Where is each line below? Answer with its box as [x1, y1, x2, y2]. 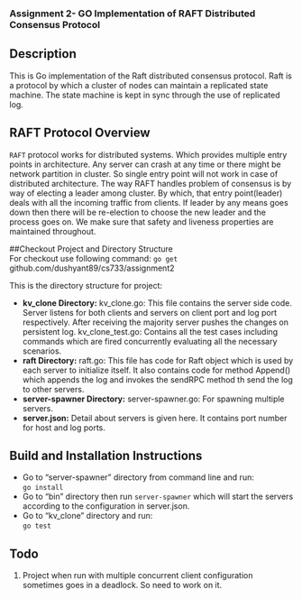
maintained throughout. [9, 226, 96, 236]
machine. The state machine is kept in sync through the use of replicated [9, 89, 280, 100]
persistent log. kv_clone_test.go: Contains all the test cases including [22, 326, 279, 336]
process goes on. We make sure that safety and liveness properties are [9, 216, 274, 227]
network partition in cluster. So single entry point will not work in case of [9, 168, 279, 179]
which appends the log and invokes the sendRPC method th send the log [22, 373, 293, 385]
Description [9, 46, 77, 61]
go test [22, 521, 51, 530]
